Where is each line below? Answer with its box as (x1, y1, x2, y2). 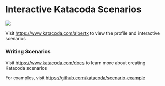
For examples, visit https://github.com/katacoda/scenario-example (5, 75, 145, 81)
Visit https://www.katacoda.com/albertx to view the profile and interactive (5, 30, 160, 36)
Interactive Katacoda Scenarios (5, 4, 142, 15)
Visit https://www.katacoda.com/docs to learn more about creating (5, 60, 146, 66)
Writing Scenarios (5, 48, 51, 55)
